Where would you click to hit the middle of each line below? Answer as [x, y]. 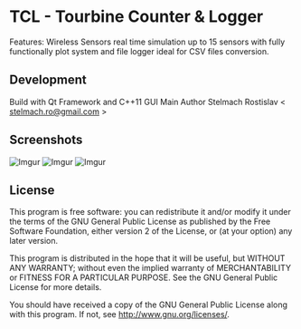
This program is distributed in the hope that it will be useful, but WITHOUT [147, 258]
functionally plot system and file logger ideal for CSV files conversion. [139, 51]
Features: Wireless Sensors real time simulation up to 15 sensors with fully [147, 42]
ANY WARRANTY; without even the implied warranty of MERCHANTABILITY [150, 268]
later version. [34, 241]
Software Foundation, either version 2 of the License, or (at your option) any [151, 231]
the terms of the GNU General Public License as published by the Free [140, 222]
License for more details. [56, 287]
